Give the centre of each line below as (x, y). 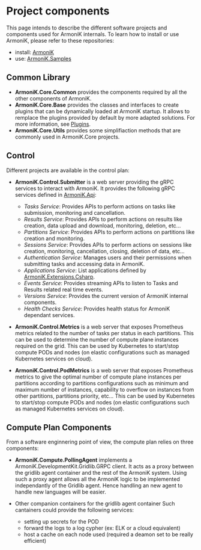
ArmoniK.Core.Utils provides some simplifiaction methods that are (98, 130)
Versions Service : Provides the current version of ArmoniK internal (106, 295)
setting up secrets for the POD (61, 522)
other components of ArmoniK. (53, 98)
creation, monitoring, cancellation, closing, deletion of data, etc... (104, 251)
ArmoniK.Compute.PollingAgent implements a (73, 460)
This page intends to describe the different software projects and (87, 28)
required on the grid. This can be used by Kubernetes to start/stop (97, 346)
